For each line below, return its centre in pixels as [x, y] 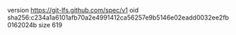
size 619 [50, 25]
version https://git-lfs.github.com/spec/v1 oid [73, 10]
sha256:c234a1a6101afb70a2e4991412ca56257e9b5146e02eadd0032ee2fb [118, 17]
